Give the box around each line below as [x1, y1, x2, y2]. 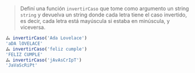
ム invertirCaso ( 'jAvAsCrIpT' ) [5, 57, 82, 63]
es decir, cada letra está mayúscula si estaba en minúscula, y [20, 18, 170, 24]
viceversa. [20, 24, 46, 31]
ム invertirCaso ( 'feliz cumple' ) [5, 46, 87, 52]
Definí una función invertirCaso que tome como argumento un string [20, 5, 189, 12]
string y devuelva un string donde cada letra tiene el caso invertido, [20, 11, 187, 18]
